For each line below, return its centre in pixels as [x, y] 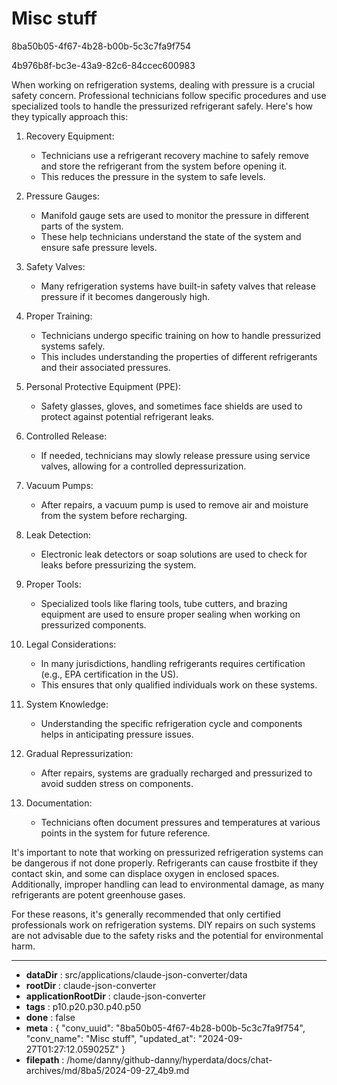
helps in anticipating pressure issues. [117, 734]
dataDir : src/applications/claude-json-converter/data [136, 974]
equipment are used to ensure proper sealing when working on [170, 614]
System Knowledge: [67, 704]
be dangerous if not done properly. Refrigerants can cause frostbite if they [165, 863]
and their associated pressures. [105, 367]
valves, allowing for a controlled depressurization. [143, 466]
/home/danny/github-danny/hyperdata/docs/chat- [169, 1059]
